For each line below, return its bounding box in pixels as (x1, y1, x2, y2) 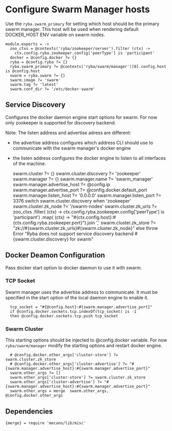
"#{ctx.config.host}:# (71, 214, 117, 220)
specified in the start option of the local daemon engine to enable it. (5, 294, 149, 300)
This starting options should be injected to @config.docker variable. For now (5, 337, 167, 343)
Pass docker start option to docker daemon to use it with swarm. (5, 264, 142, 271)
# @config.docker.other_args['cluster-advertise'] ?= (10, 362, 127, 367)
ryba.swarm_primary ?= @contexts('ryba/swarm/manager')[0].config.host (10, 64, 167, 69)
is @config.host (5, 68, 40, 74)
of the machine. (12, 160, 46, 167)
